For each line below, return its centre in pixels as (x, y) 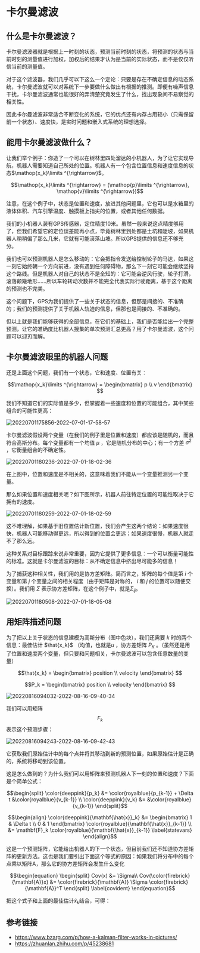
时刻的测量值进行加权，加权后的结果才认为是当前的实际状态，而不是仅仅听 (102, 59)
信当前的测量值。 (27, 67)
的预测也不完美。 (27, 288)
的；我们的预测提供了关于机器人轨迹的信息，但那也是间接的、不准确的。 (95, 309)
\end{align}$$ (100, 837)
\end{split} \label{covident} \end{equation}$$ (119, 889)
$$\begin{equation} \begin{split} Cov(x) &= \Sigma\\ (74, 876)
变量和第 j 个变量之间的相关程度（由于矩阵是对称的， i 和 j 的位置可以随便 (96, 581)
